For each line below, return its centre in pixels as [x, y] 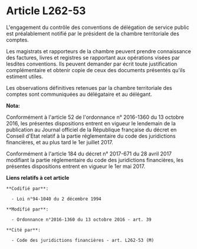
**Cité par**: [24, 230]
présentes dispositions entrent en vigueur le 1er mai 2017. [76, 166]
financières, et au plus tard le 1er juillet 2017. [60, 142]
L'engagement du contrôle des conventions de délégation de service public [98, 27]
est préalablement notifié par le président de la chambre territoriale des [93, 33]
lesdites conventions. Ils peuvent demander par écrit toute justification [92, 64]
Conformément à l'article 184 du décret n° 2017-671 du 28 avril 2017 [89, 153]
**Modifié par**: [27, 209]
